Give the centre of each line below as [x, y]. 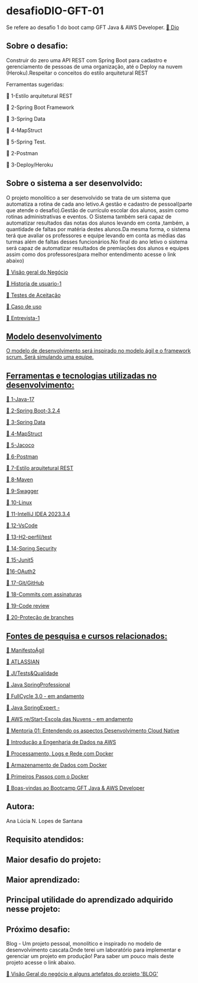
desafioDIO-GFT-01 [55, 11]
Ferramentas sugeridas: [35, 84]
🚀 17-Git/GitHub [25, 583]
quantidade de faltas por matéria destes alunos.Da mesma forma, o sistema [98, 229]
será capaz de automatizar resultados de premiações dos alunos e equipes [98, 248]
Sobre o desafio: [37, 46]
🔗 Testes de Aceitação [33, 295]
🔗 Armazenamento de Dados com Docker [57, 765]
